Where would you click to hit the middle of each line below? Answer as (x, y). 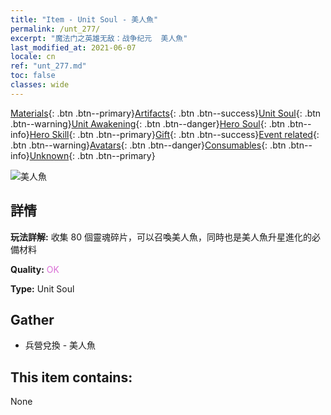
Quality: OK (35, 269)
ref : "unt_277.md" (48, 66)
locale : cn (33, 57)
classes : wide (40, 85)
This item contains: (71, 377)
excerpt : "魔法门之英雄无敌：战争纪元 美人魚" (99, 38)
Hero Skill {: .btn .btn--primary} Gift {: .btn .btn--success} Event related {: (174, 134)
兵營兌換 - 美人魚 (60, 345)
